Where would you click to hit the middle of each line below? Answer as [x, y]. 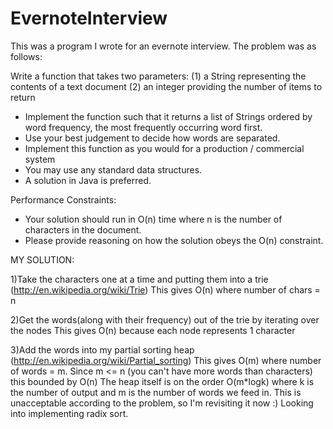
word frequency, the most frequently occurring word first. [143, 127]
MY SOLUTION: [42, 259]
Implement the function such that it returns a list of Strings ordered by [168, 116]
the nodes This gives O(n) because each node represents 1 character [153, 330]
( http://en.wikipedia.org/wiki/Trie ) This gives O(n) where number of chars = [165, 289]
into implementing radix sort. [69, 413]
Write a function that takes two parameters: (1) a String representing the [158, 76]
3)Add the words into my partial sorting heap [102, 349]
